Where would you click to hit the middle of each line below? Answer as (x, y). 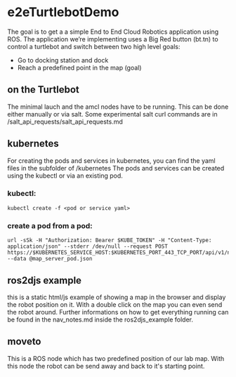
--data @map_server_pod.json (50, 259)
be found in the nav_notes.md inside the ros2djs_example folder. (100, 319)
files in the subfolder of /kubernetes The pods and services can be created (116, 168)
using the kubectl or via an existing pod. (65, 176)
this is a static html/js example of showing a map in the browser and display (117, 297)
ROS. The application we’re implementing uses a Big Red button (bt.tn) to (113, 39)
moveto (24, 342)
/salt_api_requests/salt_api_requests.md (65, 121)
